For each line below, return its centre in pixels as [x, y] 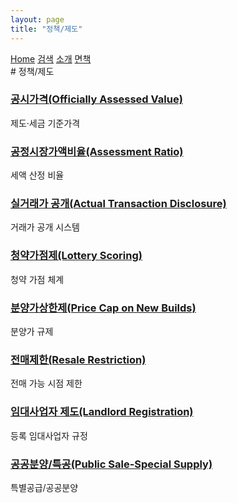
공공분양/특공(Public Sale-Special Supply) [111, 464]
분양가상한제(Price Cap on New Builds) [103, 308]
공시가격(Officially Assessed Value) [96, 99]
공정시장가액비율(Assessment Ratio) [97, 151]
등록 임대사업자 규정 [49, 435]
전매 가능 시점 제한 [46, 383]
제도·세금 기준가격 [45, 123]
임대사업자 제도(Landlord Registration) [102, 412]
